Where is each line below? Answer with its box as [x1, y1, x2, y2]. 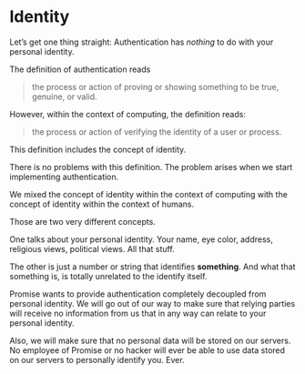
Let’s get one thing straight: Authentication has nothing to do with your [9, 36, 274, 47]
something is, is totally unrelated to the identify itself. [9, 270, 208, 281]
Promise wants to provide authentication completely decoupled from [9, 288, 267, 299]
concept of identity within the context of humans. [9, 198, 194, 209]
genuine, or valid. [31, 91, 97, 102]
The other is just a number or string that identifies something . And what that [9, 261, 296, 272]
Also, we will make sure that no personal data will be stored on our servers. [9, 335, 291, 346]
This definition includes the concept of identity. [9, 144, 187, 155]
